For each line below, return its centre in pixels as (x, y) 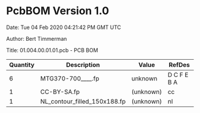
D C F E (178, 75)
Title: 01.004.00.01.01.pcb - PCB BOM (52, 50)
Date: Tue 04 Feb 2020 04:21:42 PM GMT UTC (64, 27)
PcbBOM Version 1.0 (58, 11)
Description (83, 64)
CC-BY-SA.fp (60, 92)
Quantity (22, 64)
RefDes (179, 64)
